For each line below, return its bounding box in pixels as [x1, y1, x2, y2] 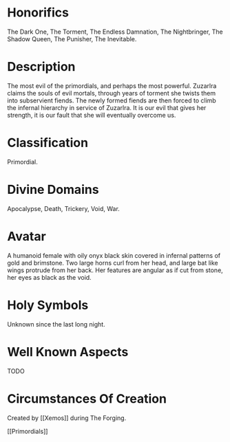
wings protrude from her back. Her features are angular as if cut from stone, [7, 266, 224, 274]
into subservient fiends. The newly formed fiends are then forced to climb [7, 96, 217, 104]
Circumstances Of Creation [7, 390, 167, 406]
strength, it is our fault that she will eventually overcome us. [7, 111, 176, 119]
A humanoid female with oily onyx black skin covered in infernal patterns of [7, 251, 221, 259]
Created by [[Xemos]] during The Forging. [7, 414, 127, 422]
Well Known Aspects [7, 344, 129, 360]
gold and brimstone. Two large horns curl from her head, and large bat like [7, 258, 218, 267]
